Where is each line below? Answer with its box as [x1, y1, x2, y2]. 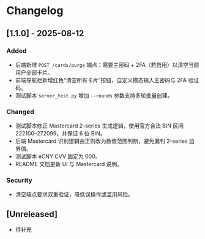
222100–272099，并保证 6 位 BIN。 [15, 130, 106, 137]
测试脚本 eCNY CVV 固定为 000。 [15, 153, 101, 160]
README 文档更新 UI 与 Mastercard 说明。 [15, 161, 123, 168]
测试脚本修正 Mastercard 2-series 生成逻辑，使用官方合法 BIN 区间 [15, 122, 184, 129]
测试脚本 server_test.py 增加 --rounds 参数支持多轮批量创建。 [15, 91, 173, 99]
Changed [6, 107, 35, 116]
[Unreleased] [6, 209, 58, 219]
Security [6, 176, 32, 184]
